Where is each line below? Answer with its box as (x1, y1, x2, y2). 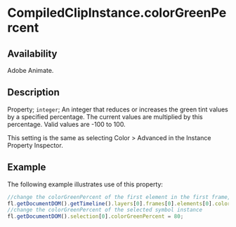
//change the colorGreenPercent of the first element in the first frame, (7, 193, 231, 200)
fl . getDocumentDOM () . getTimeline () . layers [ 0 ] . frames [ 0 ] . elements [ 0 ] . (7, 200, 216, 207)
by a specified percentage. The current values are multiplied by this (7, 112, 203, 121)
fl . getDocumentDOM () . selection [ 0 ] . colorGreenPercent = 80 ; (7, 213, 184, 220)
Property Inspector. (7, 141, 63, 149)
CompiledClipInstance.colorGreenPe (7, 5, 227, 21)
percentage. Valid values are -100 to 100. (7, 120, 126, 128)
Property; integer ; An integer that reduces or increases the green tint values (7, 105, 228, 113)
